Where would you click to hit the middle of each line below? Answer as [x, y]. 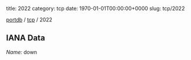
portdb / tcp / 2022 [29, 20]
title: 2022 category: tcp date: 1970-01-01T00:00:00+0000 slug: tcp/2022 [95, 8]
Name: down [21, 52]
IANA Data [26, 38]
